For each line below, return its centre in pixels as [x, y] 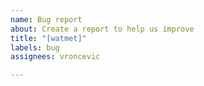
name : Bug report [46, 19]
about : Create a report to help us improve [102, 29]
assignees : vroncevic [55, 57]
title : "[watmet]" [48, 38]
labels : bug [35, 47]
